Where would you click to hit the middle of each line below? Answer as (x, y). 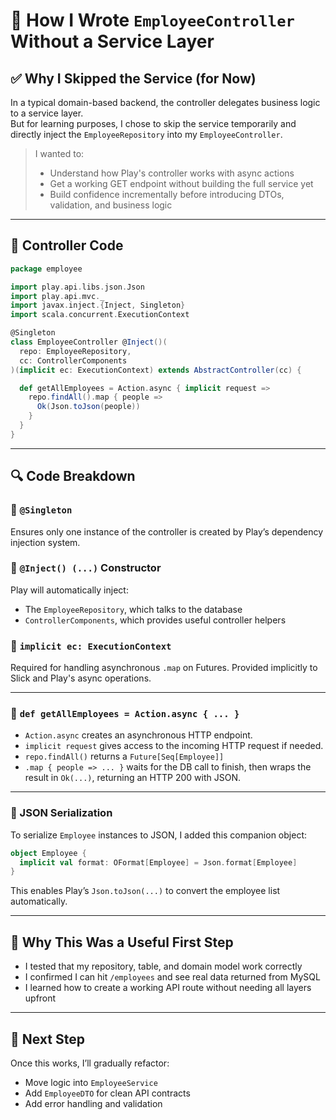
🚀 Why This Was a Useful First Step (122, 942)
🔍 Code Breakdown (73, 476)
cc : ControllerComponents (73, 360)
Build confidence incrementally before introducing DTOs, (167, 194)
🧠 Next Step (47, 1039)
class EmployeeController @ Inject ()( (89, 342)
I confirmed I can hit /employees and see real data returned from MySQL (172, 977)
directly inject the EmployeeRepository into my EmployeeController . (146, 134)
